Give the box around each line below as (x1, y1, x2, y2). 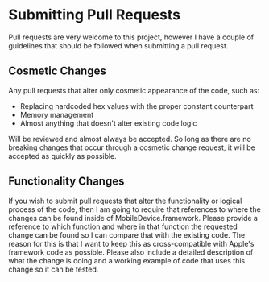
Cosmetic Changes (8, 64, 106, 78)
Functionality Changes (8, 175, 125, 189)
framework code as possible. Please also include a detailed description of (8, 247, 254, 257)
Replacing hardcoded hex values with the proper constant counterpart (19, 101, 254, 110)
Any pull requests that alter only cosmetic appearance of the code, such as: (8, 85, 260, 95)
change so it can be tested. (8, 264, 99, 274)
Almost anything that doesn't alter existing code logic (19, 118, 197, 128)
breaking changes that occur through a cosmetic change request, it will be (8, 143, 255, 152)
